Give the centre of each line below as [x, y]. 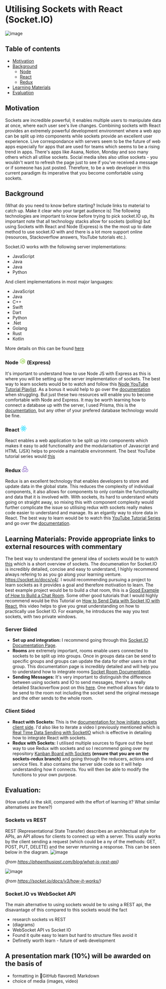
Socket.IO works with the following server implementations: [66, 247]
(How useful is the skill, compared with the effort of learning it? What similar [83, 802]
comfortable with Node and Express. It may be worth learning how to [76, 400]
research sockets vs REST [39, 920]
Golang [20, 328]
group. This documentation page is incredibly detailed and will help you [85, 667]
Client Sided [20, 711]
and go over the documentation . [38, 523]
